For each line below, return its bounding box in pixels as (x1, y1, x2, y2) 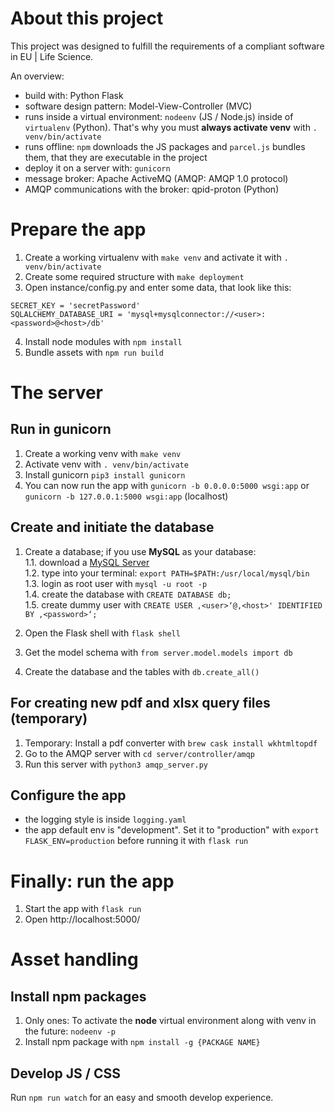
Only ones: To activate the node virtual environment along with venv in (24, 1015, 317, 1027)
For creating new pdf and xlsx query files (10, 695, 271, 712)
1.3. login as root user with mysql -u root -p (24, 577, 208, 589)
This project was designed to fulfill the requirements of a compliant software (10, 40, 325, 52)
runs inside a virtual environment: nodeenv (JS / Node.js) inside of (24, 110, 294, 122)
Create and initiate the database (10, 519, 215, 536)
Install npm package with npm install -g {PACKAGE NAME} (24, 1036, 261, 1048)
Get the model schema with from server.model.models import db (24, 646, 293, 658)
